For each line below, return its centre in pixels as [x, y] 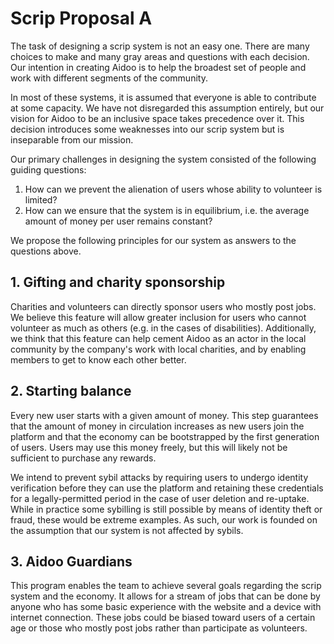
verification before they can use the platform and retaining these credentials [167, 488]
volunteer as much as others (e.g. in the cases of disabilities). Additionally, [163, 328]
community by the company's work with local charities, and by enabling [158, 349]
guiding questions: [48, 169]
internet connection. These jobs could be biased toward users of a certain [163, 618]
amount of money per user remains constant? [118, 221]
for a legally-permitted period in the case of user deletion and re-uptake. [160, 498]
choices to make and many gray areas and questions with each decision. [160, 56]
